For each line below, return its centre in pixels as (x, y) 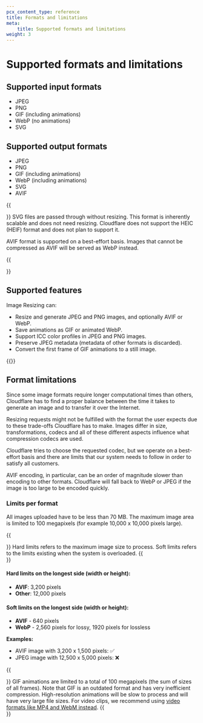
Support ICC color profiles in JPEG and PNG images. (81, 336)
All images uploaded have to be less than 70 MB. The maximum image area (100, 517)
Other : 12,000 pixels (41, 594)
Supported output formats (57, 146)
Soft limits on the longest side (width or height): (68, 607)
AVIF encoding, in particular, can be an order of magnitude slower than (95, 475)
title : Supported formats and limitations (72, 29)
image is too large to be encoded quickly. (58, 488)
